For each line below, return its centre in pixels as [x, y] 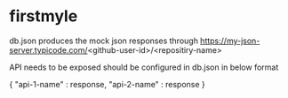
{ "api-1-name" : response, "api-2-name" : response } [108, 84]
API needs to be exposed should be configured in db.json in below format [144, 67]
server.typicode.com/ [48, 49]
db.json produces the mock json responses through [104, 41]
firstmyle [44, 16]
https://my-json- [230, 41]
